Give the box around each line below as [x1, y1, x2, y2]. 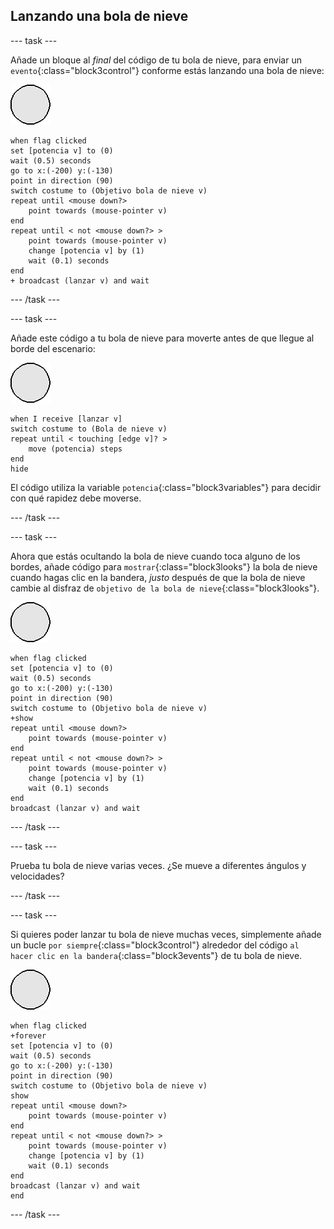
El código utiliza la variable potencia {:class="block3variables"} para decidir [10, 481, 322, 493]
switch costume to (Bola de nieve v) [10, 424, 168, 434]
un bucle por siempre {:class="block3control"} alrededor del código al [10, 939, 300, 951]
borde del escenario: [10, 342, 96, 354]
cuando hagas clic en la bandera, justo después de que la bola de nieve [10, 571, 306, 583]
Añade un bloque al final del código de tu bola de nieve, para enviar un [10, 54, 302, 66]
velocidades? [10, 870, 65, 882]
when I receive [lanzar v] [10, 414, 123, 424]
